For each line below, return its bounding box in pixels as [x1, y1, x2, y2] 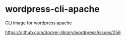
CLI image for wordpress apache [5, 20, 72, 26]
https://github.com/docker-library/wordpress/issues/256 [5, 29, 121, 35]
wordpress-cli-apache [5, 3, 100, 15]
